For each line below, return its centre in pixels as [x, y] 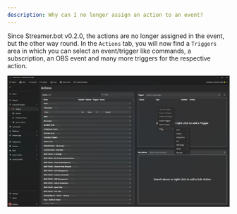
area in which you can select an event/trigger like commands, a [99, 51]
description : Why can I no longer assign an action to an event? [105, 15]
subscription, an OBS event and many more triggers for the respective [109, 58]
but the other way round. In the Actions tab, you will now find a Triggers [112, 43]
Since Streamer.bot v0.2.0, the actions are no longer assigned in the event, [116, 36]
